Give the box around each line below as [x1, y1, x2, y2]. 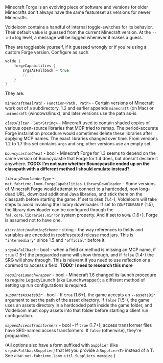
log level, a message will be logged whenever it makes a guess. [15, 34, 143, 40]
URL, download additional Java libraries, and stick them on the [16, 191, 143, 197]
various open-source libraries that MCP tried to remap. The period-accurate [5, 125, 159, 131]
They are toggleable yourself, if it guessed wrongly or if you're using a [5, 44, 147, 50]
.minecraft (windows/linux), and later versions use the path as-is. [5, 111, 138, 116]
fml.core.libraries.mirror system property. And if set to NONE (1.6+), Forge [5, 212, 158, 218]
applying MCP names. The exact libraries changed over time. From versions [5, 136, 158, 141]
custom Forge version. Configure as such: [5, 49, 90, 55]
